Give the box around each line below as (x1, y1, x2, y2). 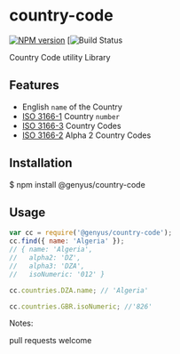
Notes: (9, 318, 34, 329)
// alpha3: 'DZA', (9, 261, 86, 270)
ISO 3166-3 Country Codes (21, 120, 121, 131)
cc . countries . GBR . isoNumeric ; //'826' (9, 302, 153, 311)
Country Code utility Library (9, 52, 111, 62)
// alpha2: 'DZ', (9, 253, 82, 262)
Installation (9, 156, 73, 171)
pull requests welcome (9, 335, 92, 346)
